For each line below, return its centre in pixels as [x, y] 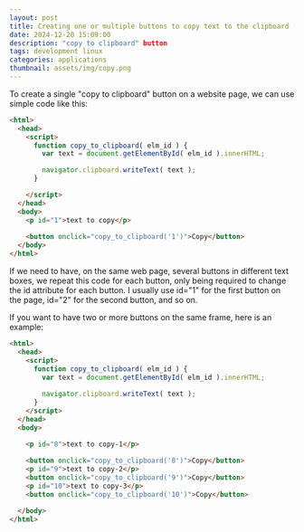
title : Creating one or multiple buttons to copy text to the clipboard [149, 26]
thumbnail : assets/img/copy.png [70, 69]
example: [26, 327]
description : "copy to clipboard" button [89, 43]
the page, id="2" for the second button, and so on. [104, 300]
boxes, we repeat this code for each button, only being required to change [148, 280]
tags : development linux [56, 52]
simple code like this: [49, 103]
